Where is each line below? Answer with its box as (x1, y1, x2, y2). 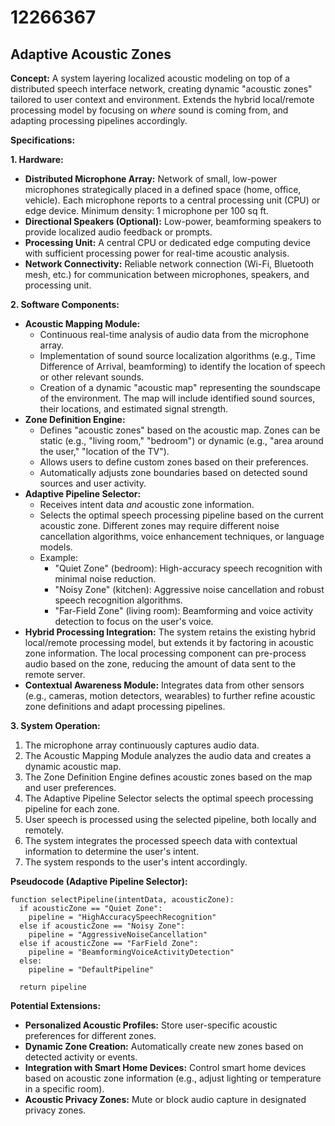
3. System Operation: (10, 720, 101, 731)
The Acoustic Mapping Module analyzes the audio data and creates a (24, 750, 312, 761)
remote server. (24, 669, 86, 680)
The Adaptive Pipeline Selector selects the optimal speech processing (24, 792, 314, 804)
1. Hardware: (10, 154, 64, 165)
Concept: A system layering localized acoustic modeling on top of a (10, 72, 291, 84)
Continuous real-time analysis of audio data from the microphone (39, 329, 310, 340)
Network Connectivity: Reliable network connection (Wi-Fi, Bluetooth (24, 258, 315, 270)
